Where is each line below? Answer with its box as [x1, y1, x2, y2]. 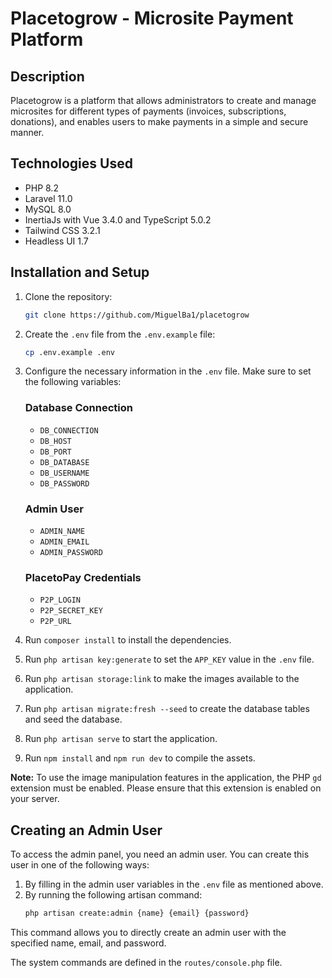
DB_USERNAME [39, 468, 90, 478]
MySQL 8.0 [24, 203, 72, 215]
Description [10, 68, 85, 85]
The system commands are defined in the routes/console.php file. [10, 956, 283, 968]
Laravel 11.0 [24, 192, 73, 204]
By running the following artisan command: [24, 889, 203, 901]
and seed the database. [24, 713, 123, 726]
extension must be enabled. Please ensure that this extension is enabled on [10, 782, 322, 794]
